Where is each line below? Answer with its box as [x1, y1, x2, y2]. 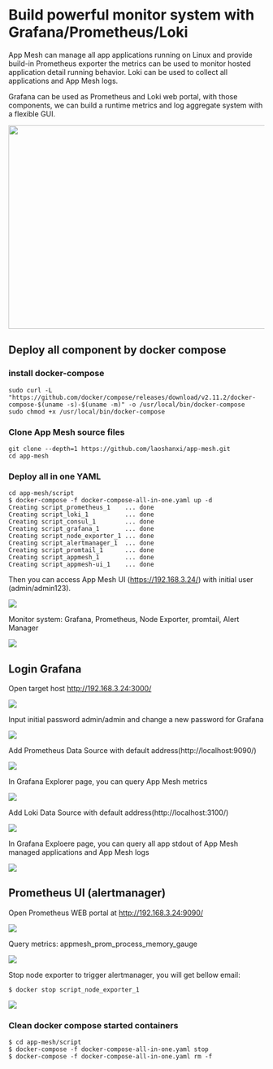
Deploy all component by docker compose [8, 344, 227, 357]
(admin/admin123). [8, 584, 71, 594]
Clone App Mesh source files [8, 426, 125, 437]
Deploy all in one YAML [8, 471, 102, 482]
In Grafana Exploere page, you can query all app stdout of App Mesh [8, 839, 239, 848]
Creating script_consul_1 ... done [8, 518, 154, 526]
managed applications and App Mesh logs [8, 848, 149, 857]
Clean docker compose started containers [8, 1019, 179, 1031]
